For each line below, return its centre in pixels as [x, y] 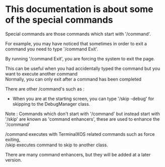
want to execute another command [42, 73]
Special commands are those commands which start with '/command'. [78, 34]
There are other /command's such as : [45, 89]
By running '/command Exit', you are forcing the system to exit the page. [80, 58]
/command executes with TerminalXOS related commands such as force [80, 134]
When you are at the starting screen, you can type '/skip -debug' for [83, 99]
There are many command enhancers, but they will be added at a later [78, 154]
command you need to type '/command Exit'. [52, 49]
